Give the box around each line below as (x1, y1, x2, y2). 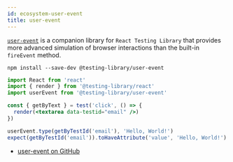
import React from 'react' (7, 76, 86, 84)
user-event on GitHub (17, 147, 80, 155)
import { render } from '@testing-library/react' (7, 83, 155, 90)
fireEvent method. (7, 50, 62, 59)
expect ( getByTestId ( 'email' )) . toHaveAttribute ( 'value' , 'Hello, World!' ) (7, 134, 227, 141)
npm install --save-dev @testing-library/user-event (7, 64, 164, 71)
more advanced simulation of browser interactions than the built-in (7, 43, 200, 52)
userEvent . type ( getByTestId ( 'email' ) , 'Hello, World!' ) (7, 127, 174, 135)
